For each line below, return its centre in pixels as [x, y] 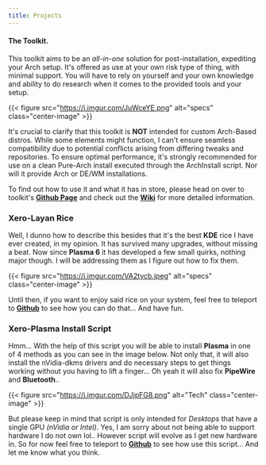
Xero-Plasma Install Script [60, 329]
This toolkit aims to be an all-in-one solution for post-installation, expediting [132, 58]
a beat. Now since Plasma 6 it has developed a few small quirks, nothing [127, 252]
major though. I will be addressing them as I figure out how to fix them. [124, 261]
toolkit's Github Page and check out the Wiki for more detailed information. [132, 197]
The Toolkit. [29, 41]
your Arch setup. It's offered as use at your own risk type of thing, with [124, 67]
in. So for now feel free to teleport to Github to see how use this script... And [133, 444]
